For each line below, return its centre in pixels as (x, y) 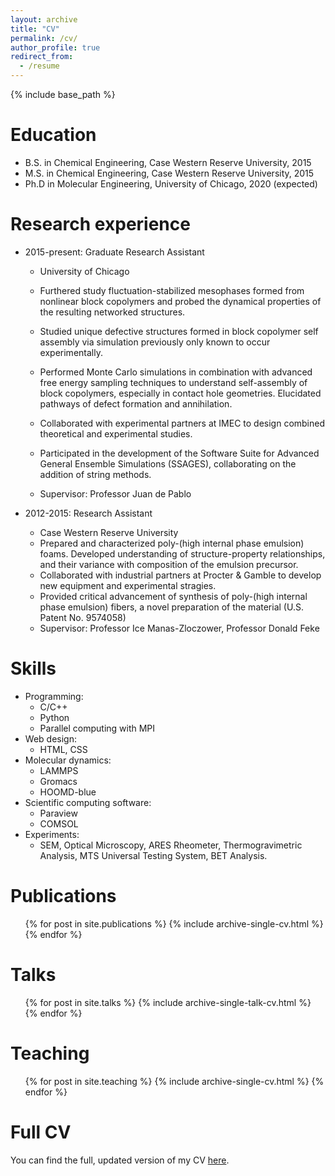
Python (54, 717)
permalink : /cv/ (44, 38)
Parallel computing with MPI (97, 728)
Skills (33, 668)
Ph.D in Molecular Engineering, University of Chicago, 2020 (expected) (171, 183)
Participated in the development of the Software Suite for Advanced (179, 453)
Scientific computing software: (88, 802)
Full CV (41, 1132)
